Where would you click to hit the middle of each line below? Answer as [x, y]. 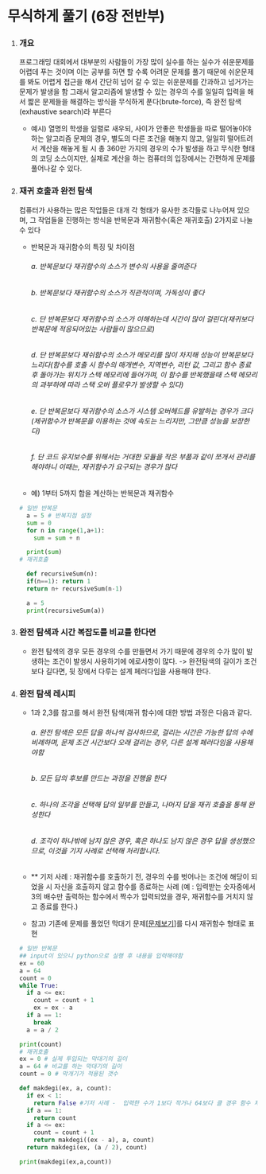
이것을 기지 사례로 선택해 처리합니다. [104, 850]
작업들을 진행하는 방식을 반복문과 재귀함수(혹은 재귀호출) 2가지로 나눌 [145, 220]
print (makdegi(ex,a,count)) [65, 1162]
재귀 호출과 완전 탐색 [56, 191]
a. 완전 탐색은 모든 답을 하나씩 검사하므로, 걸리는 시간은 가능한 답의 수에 [142, 732]
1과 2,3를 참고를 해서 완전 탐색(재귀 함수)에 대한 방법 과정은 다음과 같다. [141, 712]
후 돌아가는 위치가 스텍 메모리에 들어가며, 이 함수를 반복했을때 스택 [133, 375]
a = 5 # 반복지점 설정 [59, 515]
